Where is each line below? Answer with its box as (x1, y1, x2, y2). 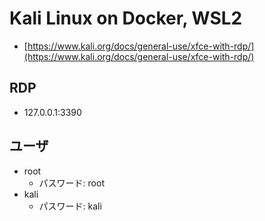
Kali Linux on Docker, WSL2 (9, 7, 243, 30)
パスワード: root (38, 177, 105, 189)
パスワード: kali (38, 200, 102, 212)
